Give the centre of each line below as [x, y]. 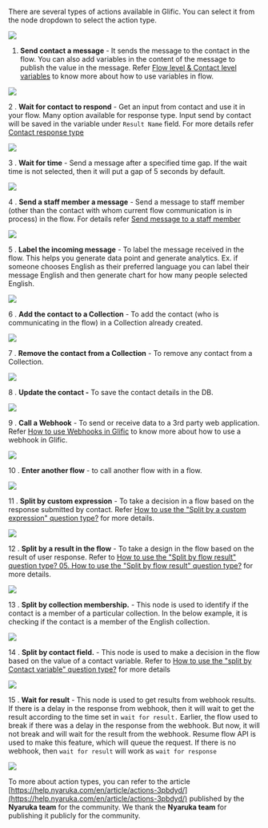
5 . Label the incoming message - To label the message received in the [126, 249]
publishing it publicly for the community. [74, 816]
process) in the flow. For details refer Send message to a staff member [125, 219]
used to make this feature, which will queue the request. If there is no [122, 742]
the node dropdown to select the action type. [83, 20]
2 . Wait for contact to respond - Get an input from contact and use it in [127, 107]
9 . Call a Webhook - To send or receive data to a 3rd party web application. [134, 423]
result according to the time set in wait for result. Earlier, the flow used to [133, 717]
